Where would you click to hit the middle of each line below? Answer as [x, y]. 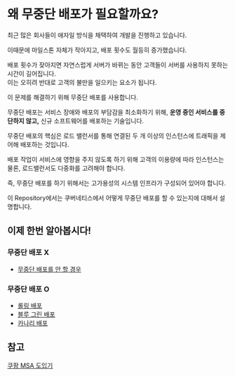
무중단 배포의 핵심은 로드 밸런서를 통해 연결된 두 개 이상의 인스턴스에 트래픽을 [113, 135]
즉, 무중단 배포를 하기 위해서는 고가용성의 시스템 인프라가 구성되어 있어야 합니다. [117, 183]
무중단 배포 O [28, 289]
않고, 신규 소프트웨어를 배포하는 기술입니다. [85, 120]
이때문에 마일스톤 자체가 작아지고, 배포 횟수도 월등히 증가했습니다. [97, 50]
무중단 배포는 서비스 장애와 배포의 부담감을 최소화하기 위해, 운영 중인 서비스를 [113, 112]
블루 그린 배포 [36, 314]
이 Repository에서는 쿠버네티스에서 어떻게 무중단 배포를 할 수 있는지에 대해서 [113, 197]
